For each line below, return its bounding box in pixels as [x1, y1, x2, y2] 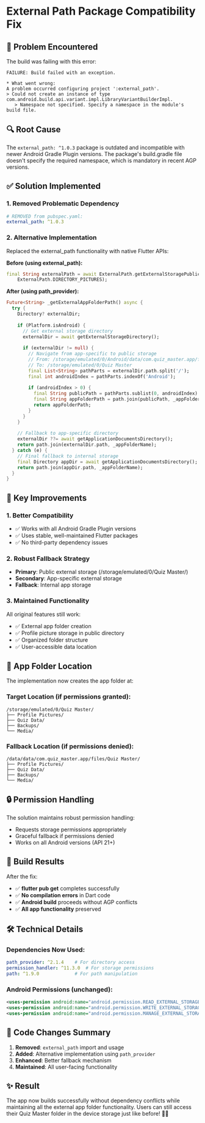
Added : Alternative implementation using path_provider [15, 1050, 156, 1058]
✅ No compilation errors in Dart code [15, 891, 111, 899]
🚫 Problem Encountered [6, 42, 98, 52]
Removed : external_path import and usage [15, 1043, 124, 1051]
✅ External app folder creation [15, 622, 92, 629]
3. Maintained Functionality [6, 596, 90, 605]
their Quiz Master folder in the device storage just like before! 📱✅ [6, 1110, 169, 1117]
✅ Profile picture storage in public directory [15, 629, 125, 637]
